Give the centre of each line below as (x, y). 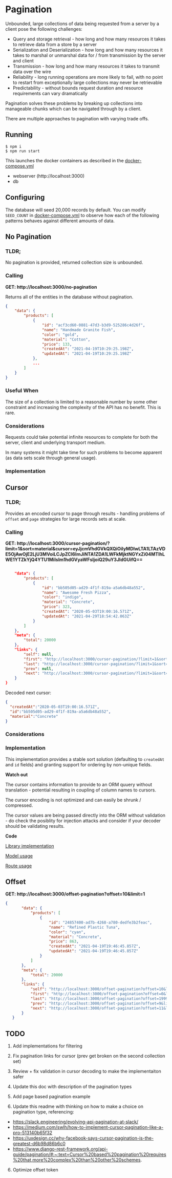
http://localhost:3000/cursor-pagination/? (63, 543)
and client (23, 60)
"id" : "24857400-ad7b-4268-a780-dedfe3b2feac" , (101, 923)
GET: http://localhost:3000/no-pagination (51, 287)
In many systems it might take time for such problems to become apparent (84, 453)
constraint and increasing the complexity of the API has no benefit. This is (83, 407)
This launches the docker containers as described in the (64, 160)
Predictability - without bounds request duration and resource (78, 88)
